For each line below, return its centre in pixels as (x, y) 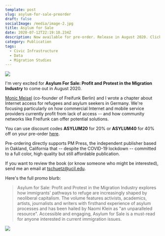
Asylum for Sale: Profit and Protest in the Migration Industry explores (86, 188)
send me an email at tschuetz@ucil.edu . (45, 169)
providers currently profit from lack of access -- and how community (75, 114)
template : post (21, 10)
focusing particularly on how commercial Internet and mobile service (75, 108)
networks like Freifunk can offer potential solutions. (57, 119)
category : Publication (28, 42)
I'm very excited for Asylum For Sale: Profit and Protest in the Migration (79, 83)
